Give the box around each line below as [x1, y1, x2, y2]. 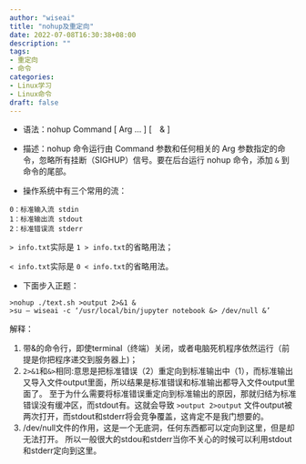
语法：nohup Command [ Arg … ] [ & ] [22, 124, 170, 135]
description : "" [9, 38, 71, 48]
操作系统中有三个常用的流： [22, 186, 127, 197]
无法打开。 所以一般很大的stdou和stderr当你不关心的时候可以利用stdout [22, 434, 292, 445]
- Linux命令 [9, 89, 52, 98]
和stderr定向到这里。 [22, 445, 102, 456]
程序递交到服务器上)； [54, 354, 138, 365]
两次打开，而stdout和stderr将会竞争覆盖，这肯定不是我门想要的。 [22, 411, 269, 422]
